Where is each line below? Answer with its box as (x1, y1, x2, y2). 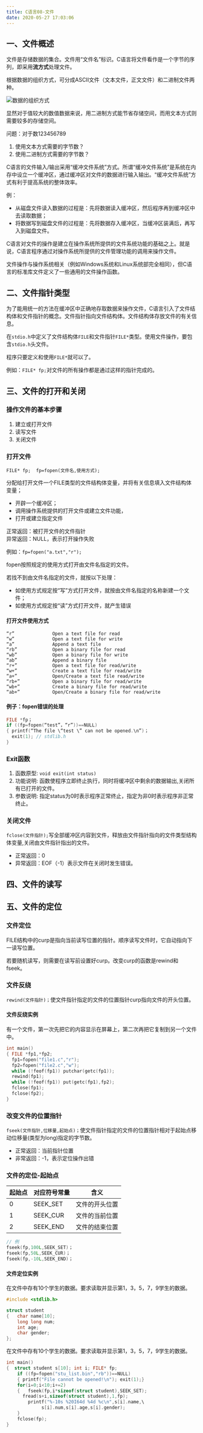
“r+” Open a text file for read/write (6, 663, 137, 669)
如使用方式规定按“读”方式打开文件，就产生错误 (14, 602, 132, 609)
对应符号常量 (33, 1188, 71, 1197)
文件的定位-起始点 (6, 1171, 59, 1180)
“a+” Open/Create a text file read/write (6, 673, 145, 680)
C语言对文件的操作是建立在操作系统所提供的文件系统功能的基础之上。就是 (6, 240, 190, 248)
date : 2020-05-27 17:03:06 (6, 15, 74, 21)
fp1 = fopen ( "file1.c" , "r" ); (11, 1057, 80, 1063)
